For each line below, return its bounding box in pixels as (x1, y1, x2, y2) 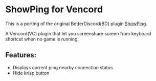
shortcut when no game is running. (5, 36, 79, 42)
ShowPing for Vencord (5, 4, 103, 15)
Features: (5, 51, 37, 59)
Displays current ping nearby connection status (12, 64, 113, 70)
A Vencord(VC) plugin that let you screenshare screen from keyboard (5, 30, 151, 36)
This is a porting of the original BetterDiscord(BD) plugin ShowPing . (5, 21, 147, 27)
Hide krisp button (12, 70, 50, 76)
